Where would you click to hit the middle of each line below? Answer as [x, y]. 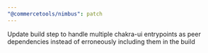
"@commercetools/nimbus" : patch [55, 14]
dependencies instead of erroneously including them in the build [102, 41]
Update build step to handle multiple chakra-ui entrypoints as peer [104, 34]
